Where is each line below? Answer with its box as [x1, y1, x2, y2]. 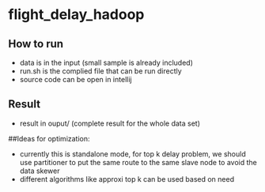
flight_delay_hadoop [8, 6, 145, 24]
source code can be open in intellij [19, 75, 132, 84]
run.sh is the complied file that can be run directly [19, 66, 182, 76]
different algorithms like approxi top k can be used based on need [19, 174, 235, 183]
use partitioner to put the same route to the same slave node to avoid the [19, 157, 257, 167]
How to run [8, 37, 64, 51]
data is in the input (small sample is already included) [19, 58, 194, 67]
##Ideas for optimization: [8, 134, 90, 143]
